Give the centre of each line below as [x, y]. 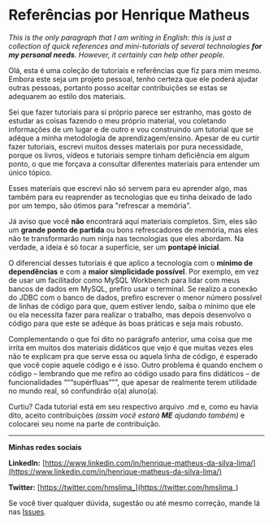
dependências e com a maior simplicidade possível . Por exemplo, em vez [134, 271]
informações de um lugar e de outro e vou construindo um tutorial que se [131, 129]
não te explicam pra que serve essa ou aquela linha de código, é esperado [133, 356]
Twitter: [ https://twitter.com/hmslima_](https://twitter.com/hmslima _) [123, 487]
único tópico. [30, 172]
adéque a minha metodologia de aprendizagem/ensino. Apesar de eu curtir [134, 138]
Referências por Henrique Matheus [129, 15]
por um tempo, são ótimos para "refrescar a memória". [100, 206]
